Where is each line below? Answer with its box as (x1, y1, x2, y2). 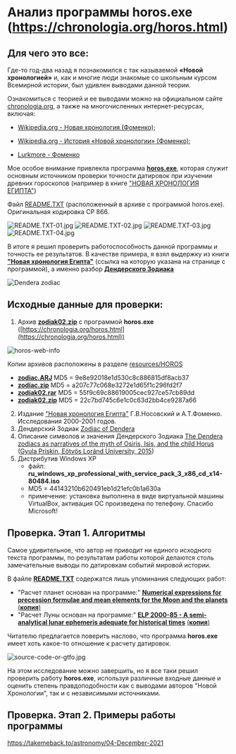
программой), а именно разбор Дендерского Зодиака (7, 265, 174, 273)
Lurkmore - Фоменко (17, 151, 80, 158)
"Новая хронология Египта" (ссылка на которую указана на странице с (7, 258, 225, 265)
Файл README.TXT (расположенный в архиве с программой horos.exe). (7, 200, 225, 208)
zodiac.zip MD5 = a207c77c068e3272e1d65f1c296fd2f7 (17, 381, 182, 389)
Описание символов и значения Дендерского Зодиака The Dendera (17, 432, 223, 440)
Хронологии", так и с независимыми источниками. (7, 689, 161, 697)
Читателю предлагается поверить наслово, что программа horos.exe (7, 632, 218, 640)
